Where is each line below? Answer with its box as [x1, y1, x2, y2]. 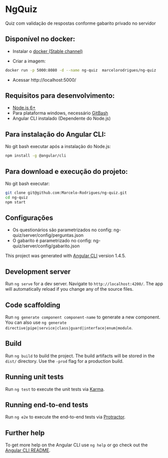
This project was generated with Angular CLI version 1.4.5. [5, 253, 126, 259]
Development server [5, 267, 71, 276]
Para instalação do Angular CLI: [5, 130, 106, 139]
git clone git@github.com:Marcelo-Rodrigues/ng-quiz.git [5, 190, 127, 195]
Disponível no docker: [5, 35, 75, 43]
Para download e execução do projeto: [5, 167, 128, 176]
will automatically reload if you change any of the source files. [5, 286, 134, 292]
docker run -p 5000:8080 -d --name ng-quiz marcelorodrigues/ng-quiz [5, 68, 156, 73]
